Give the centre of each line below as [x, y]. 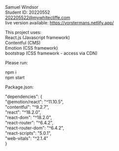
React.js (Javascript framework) [38, 37]
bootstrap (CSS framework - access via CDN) [51, 53]
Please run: [16, 63]
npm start [15, 77]
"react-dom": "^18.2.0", [29, 117]
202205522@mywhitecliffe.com [38, 17]
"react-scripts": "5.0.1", [28, 133]
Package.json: [19, 87]
